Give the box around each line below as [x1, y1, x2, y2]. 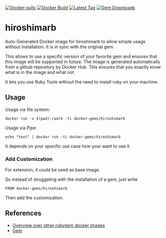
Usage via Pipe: [5, 125, 37, 131]
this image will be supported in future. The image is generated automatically [5, 59, 161, 65]
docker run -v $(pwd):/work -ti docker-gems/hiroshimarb [5, 116, 125, 121]
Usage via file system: [5, 106, 51, 112]
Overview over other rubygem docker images [12, 222, 105, 228]
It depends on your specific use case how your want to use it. [5, 143, 131, 149]
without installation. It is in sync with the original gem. [5, 44, 115, 50]
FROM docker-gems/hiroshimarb [5, 186, 68, 191]
